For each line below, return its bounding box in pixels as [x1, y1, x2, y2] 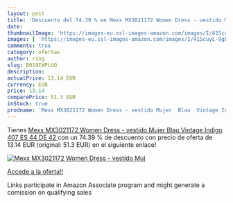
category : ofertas [7, 49, 60, 56]
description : [7, 68, 45, 75]
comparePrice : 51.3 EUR [7, 94, 76, 101]
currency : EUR [7, 81, 49, 88]
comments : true [7, 42, 51, 49]
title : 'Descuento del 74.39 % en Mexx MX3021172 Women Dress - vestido [7, 17, 222, 24]
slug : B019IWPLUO [7, 62, 58, 69]
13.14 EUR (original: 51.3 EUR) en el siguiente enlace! [7, 140, 157, 149]
